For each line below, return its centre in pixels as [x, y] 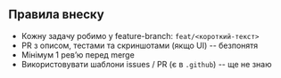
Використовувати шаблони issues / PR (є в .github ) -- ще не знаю [146, 64]
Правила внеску [56, 15]
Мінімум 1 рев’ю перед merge [78, 55]
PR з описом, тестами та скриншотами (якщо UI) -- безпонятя [140, 45]
